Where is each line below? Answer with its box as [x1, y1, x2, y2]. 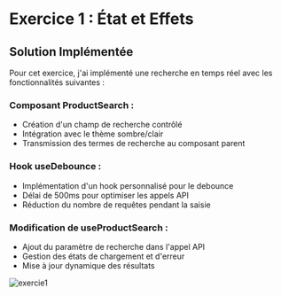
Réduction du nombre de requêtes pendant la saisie [21, 199, 211, 210]
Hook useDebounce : [9, 160, 102, 173]
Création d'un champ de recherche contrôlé [21, 120, 183, 130]
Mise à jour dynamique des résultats [21, 260, 155, 270]
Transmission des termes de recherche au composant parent [21, 138, 246, 149]
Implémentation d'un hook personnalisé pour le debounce [21, 180, 234, 191]
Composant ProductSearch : [9, 98, 135, 111]
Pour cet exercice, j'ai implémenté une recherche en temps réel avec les [9, 67, 273, 78]
